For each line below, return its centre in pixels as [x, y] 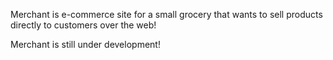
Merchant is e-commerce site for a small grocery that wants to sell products [166, 14]
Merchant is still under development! [85, 44]
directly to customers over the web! [83, 25]
